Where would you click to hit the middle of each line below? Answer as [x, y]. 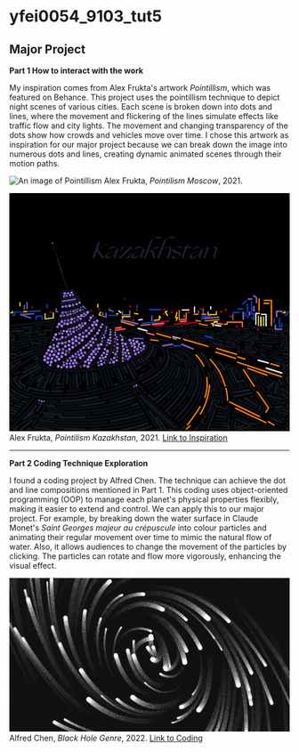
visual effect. [33, 565]
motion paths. [35, 163]
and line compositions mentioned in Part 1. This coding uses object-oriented [149, 489]
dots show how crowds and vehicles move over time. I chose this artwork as [149, 135]
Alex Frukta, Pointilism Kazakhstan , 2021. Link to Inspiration [119, 437]
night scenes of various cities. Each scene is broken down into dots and [141, 107]
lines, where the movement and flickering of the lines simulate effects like [144, 116]
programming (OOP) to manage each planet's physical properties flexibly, [144, 499]
